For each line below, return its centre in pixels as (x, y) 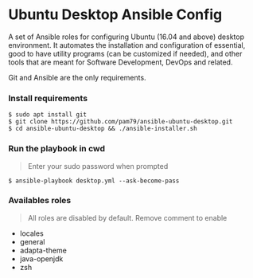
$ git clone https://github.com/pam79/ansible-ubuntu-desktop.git (121, 122)
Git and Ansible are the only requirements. (77, 77)
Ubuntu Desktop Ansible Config (115, 15)
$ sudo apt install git (48, 115)
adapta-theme (43, 250)
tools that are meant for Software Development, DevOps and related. (121, 62)
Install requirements (48, 98)
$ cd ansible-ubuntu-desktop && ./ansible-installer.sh (103, 129)
